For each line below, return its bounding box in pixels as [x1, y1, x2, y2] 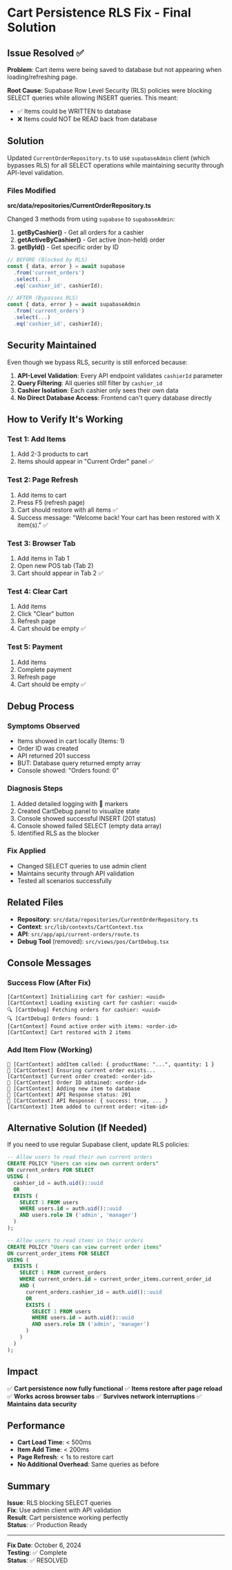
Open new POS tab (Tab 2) [17, 561, 94, 569]
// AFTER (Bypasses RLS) [7, 294, 79, 302]
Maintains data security [7, 1400, 77, 1408]
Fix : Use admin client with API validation [7, 1506, 122, 1515]
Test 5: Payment [7, 642, 64, 652]
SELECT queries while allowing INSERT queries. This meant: [7, 93, 178, 102]
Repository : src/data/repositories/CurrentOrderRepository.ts [17, 915, 199, 923]
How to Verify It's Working [7, 413, 123, 425]
